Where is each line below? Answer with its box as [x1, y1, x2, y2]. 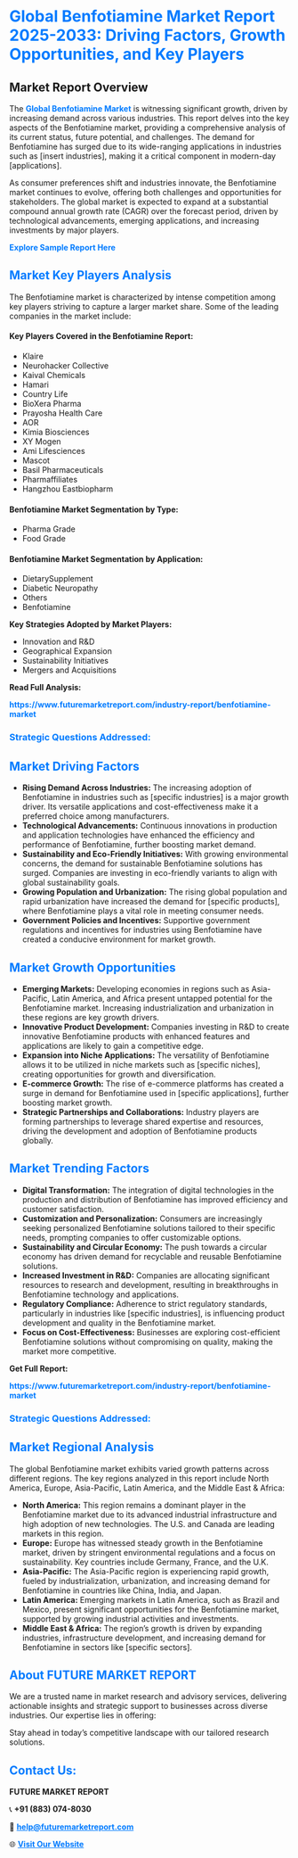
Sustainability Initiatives [21, 656, 109, 666]
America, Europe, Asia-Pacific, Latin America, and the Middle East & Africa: [9, 1482, 286, 1493]
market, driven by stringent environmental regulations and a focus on [21, 1547, 276, 1557]
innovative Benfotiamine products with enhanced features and [21, 1030, 251, 1041]
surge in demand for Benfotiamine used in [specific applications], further [21, 1087, 289, 1098]
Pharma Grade [21, 524, 76, 534]
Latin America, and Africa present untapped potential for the [52, 993, 273, 1003]
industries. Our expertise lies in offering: [9, 1710, 157, 1721]
